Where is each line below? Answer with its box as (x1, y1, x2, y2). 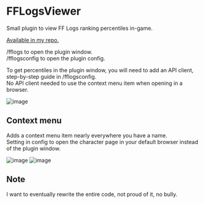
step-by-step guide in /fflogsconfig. (6, 73, 97, 80)
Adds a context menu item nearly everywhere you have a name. (6, 131, 167, 139)
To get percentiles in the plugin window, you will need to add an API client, (6, 66, 194, 74)
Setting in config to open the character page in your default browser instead (6, 138, 198, 145)
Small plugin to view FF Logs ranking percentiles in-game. (6, 24, 153, 32)
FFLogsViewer (6, 4, 81, 18)
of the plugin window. (6, 145, 61, 152)
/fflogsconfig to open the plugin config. (6, 54, 105, 62)
